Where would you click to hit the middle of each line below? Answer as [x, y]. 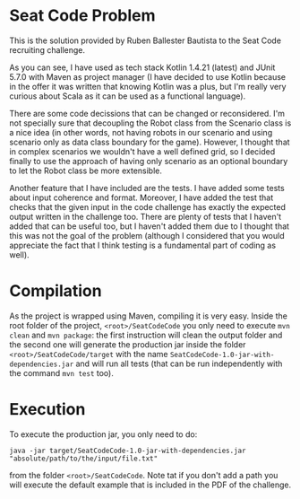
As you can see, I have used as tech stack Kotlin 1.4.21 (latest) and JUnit [142, 67]
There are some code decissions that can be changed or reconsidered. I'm [147, 113]
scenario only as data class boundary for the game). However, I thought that [150, 142]
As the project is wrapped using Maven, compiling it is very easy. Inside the [149, 316]
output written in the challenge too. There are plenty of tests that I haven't [146, 216]
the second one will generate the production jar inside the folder [128, 344]
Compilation [56, 291]
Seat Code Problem [82, 16]
